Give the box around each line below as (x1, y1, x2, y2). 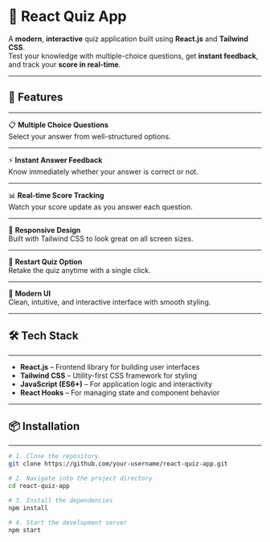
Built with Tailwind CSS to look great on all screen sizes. (8, 234, 194, 243)
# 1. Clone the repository (8, 453, 99, 461)
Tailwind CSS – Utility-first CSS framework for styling (19, 370, 197, 380)
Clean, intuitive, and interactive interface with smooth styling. (8, 297, 211, 307)
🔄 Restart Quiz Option (8, 257, 83, 267)
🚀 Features (8, 90, 63, 104)
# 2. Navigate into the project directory (8, 474, 153, 482)
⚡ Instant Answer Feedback (8, 155, 103, 164)
